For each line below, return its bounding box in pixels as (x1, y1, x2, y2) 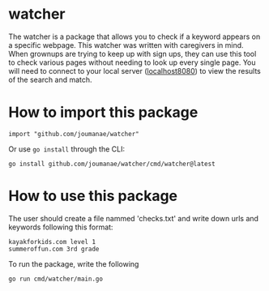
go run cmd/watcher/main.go (8, 275, 104, 283)
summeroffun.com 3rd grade (8, 245, 100, 253)
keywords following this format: (8, 222, 113, 232)
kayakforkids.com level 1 (8, 238, 96, 246)
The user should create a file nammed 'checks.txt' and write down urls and (8, 213, 259, 223)
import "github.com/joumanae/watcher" (8, 130, 139, 138)
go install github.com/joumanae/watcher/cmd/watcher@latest (8, 160, 216, 168)
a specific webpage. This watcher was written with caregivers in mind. (8, 40, 245, 49)
